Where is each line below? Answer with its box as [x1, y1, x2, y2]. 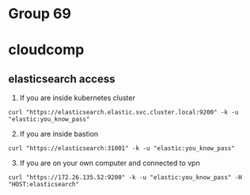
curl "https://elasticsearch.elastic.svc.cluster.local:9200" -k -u [8, 108, 239, 117]
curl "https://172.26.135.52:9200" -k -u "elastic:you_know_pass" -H [8, 174, 243, 182]
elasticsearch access [8, 72, 116, 85]
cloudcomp [8, 41, 85, 59]
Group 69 [8, 5, 71, 23]
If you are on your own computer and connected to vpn [19, 159, 200, 168]
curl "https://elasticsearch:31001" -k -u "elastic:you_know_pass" [8, 144, 236, 152]
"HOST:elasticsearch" [8, 181, 80, 189]
